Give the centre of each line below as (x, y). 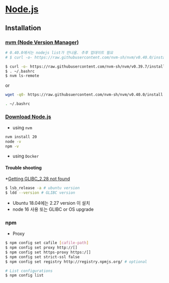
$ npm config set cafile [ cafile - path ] (47, 243)
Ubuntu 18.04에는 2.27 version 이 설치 (51, 203)
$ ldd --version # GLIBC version (40, 193)
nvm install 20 (21, 137)
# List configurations (29, 271)
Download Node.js (28, 117)
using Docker (26, 156)
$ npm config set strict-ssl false (43, 257)
